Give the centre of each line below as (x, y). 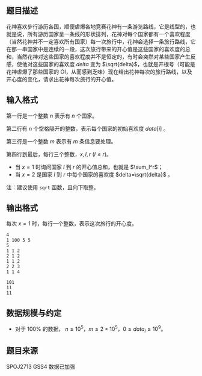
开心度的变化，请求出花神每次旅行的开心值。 (62, 79)
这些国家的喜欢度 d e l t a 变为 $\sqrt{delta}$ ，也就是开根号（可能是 (114, 64)
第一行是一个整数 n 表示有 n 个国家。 (52, 116)
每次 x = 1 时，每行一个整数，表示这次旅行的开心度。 (72, 224)
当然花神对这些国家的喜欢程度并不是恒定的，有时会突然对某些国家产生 (103, 57)
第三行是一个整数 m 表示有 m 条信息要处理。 (61, 141)
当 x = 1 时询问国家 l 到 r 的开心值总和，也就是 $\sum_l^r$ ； (89, 167)
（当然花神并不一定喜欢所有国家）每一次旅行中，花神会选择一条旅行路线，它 (101, 42)
